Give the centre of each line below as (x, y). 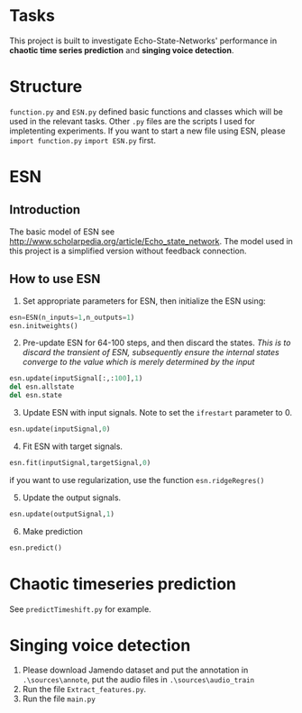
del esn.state (36, 396)
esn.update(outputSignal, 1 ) (62, 514)
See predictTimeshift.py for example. (80, 608)
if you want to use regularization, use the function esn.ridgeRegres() (137, 480)
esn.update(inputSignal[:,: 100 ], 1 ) (76, 379)
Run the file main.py (59, 699)
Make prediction (53, 531)
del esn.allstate (42, 387)
